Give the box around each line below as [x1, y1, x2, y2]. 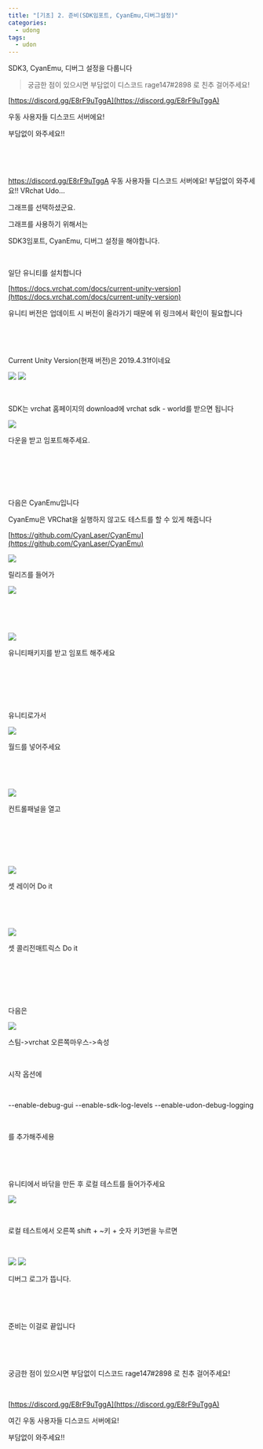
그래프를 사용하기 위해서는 [8, 220, 89, 229]
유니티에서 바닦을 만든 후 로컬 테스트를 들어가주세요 [8, 1179, 166, 1189]
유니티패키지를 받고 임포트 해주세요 [8, 648, 115, 658]
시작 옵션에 [8, 1069, 42, 1079]
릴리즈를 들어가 [8, 570, 55, 580]
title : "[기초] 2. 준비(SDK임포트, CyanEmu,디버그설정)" [8, 11, 179, 20]
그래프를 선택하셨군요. [8, 202, 76, 213]
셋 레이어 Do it [8, 881, 53, 891]
